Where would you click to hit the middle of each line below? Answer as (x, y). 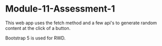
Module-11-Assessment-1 (60, 9)
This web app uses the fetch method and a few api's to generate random (81, 23)
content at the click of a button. (38, 28)
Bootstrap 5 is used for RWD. (35, 38)
